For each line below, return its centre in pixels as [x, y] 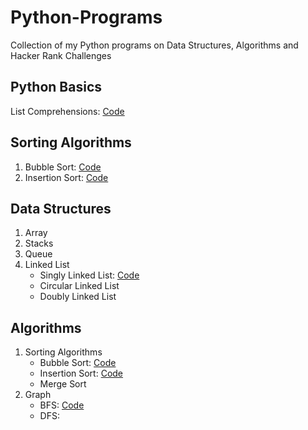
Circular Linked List [79, 286]
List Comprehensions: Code [67, 111]
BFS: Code [62, 405]
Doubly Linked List [78, 297]
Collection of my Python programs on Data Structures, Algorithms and [154, 45]
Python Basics [56, 87]
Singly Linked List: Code [89, 275]
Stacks [39, 243]
